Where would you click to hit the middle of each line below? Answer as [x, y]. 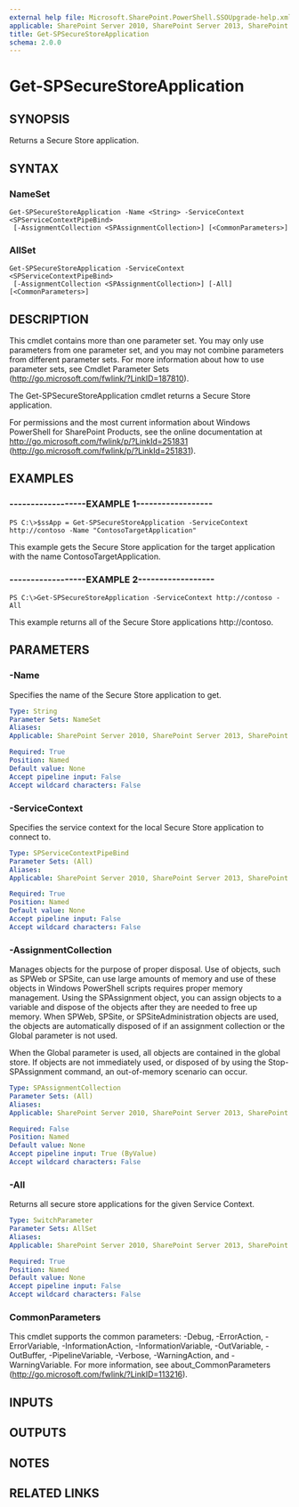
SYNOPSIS [40, 119]
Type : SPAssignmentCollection [65, 1088]
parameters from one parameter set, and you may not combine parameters [147, 350]
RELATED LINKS [54, 1493]
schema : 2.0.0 [36, 42]
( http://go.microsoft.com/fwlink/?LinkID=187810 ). [99, 378]
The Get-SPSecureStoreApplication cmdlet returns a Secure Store [130, 396]
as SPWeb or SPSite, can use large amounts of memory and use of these [143, 979]
